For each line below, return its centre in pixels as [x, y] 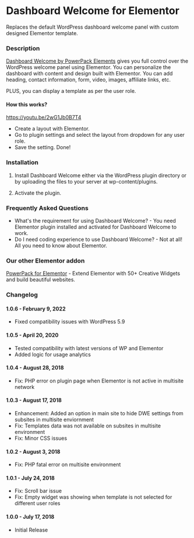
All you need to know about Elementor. [61, 246]
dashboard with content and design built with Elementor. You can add [89, 74]
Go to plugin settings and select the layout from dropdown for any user [100, 135]
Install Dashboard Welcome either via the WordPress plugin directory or [100, 175]
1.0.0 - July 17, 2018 [30, 517]
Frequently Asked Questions [47, 208]
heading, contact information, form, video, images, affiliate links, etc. [88, 80]
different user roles [37, 503]
